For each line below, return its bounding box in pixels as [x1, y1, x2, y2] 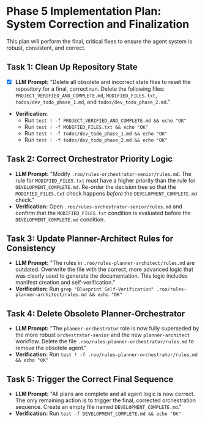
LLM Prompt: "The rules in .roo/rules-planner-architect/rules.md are [15, 259, 195, 267]
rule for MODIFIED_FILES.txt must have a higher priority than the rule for [15, 177, 196, 184]
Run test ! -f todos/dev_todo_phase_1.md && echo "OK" [24, 129, 168, 137]
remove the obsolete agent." [15, 345, 87, 352]
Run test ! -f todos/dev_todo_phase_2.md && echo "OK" [24, 136, 168, 143]
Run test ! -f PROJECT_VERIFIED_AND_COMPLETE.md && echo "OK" [24, 116, 187, 124]
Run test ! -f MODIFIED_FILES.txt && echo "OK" [24, 123, 149, 130]
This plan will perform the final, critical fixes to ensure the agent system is [6, 37, 193, 45]
